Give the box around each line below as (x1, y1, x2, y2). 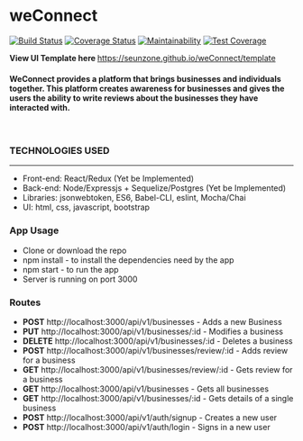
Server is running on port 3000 (22, 274, 138, 284)
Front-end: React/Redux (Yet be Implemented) (22, 173, 195, 184)
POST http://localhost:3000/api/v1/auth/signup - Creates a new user (22, 412, 278, 423)
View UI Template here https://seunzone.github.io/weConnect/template (9, 52, 277, 63)
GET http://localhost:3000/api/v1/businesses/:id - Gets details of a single (22, 393, 294, 404)
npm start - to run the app (22, 264, 119, 274)
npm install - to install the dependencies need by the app (22, 254, 234, 265)
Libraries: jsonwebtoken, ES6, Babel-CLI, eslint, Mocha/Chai (22, 193, 246, 203)
